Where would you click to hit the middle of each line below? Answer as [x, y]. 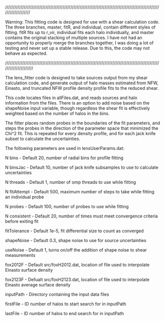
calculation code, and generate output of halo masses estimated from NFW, [82, 83]
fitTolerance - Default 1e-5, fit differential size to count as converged [74, 231]
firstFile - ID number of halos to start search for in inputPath [66, 304]
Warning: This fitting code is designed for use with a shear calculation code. [82, 22]
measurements [20, 255]
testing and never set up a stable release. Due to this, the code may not [78, 48]
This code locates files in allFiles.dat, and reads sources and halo [71, 98]
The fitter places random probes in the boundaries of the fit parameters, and [82, 123]
